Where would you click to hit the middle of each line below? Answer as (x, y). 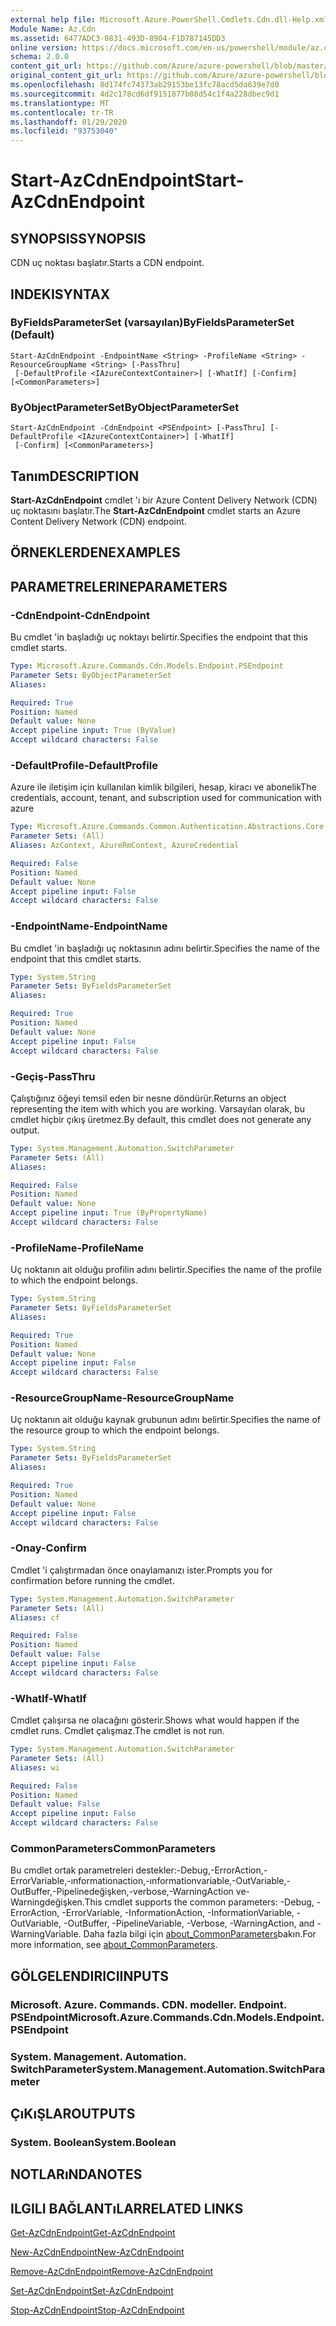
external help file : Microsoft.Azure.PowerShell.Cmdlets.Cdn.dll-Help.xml (169, 19)
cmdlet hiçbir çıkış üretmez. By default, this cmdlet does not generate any (161, 1119)
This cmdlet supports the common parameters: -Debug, (199, 1902)
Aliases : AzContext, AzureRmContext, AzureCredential (125, 846)
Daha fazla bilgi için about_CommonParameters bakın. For (200, 1934)
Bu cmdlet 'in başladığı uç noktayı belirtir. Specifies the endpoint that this (159, 637)
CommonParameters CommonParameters (113, 1848)
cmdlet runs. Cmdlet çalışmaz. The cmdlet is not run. (117, 1731)
